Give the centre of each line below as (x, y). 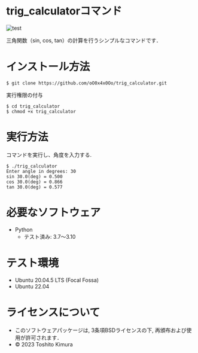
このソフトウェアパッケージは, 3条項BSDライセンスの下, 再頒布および (100, 330)
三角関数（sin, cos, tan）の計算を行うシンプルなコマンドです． (84, 40)
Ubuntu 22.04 (32, 286)
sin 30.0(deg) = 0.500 (34, 176)
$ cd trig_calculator (33, 106)
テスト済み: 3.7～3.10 (50, 236)
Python (24, 229)
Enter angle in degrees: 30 (41, 171)
